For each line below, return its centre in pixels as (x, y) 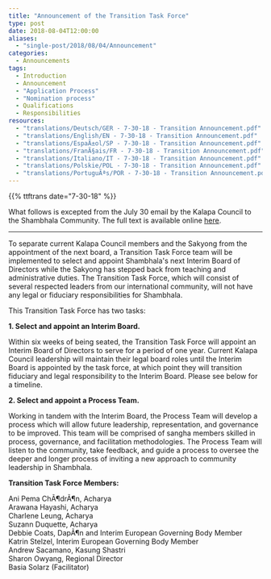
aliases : (23, 38)
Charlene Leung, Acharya (51, 516)
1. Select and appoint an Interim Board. (74, 326)
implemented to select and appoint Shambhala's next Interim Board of (124, 260)
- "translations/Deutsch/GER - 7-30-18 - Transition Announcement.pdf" (139, 128)
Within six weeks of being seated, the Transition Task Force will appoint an (132, 342)
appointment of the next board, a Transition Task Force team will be (121, 252)
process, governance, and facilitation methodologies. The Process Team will (135, 442)
